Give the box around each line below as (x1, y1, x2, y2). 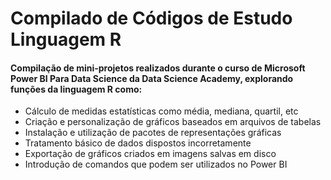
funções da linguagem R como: (10, 83, 143, 95)
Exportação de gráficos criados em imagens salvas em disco (24, 148, 277, 160)
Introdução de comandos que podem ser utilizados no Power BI (24, 158, 288, 171)
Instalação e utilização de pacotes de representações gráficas (24, 127, 282, 139)
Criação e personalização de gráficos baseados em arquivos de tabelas (24, 116, 322, 128)
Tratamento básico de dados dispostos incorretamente (24, 137, 252, 149)
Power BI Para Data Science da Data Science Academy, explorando (10, 72, 294, 84)
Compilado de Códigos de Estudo (10, 7, 293, 30)
